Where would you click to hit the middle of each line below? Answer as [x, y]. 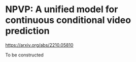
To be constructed [25, 55]
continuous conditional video [68, 20]
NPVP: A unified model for [62, 9]
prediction [27, 31]
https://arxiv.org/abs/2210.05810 [39, 45]
